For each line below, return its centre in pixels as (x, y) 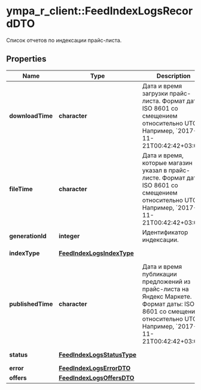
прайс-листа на (166, 289)
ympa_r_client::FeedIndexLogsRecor (100, 11)
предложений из (166, 281)
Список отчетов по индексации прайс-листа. (64, 40)
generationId (28, 236)
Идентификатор (165, 232)
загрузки (155, 93)
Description (173, 76)
